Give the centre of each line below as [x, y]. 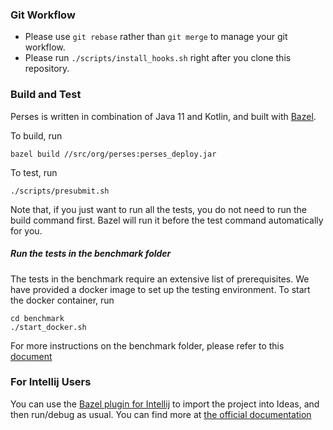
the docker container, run [62, 300]
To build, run [36, 135]
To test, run [34, 172]
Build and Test [46, 95]
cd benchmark [37, 318]
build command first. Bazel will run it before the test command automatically [167, 220]
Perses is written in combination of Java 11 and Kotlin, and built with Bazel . [163, 116]
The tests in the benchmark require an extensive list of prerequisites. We [160, 279]
